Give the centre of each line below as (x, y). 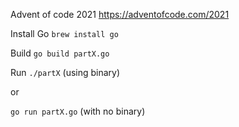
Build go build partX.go (60, 53)
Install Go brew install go (64, 33)
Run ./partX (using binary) (65, 72)
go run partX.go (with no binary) (78, 111)
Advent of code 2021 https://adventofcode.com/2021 (120, 14)
